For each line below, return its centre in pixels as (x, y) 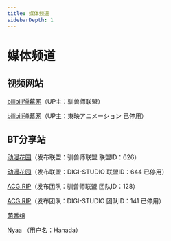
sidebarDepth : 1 (30, 20)
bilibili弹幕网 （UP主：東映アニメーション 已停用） (77, 116)
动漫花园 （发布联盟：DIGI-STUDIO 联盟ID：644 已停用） (88, 172)
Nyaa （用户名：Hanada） (44, 230)
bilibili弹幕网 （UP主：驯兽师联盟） (56, 101)
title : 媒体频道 (28, 13)
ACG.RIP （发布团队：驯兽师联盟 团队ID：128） (73, 187)
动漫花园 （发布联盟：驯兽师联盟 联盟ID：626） (74, 157)
